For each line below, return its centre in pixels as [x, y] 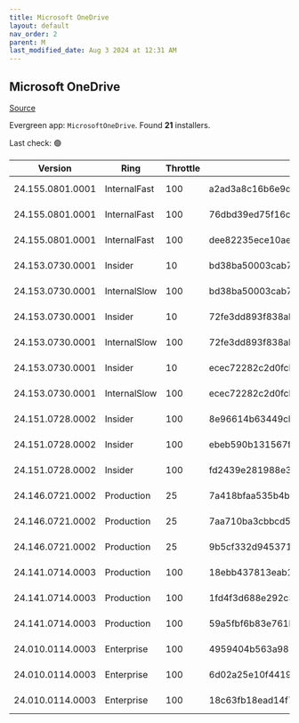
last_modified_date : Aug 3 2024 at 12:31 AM [93, 51]
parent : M [28, 42]
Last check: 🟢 [36, 142]
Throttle [183, 168]
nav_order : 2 [33, 34]
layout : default [39, 26]
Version [55, 168]
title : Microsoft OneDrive [59, 17]
